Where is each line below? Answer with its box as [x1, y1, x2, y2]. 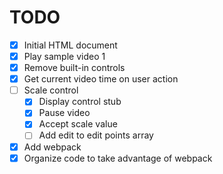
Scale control [23, 84, 79, 96]
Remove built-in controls [23, 62, 126, 74]
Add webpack [23, 141, 82, 153]
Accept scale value [38, 118, 118, 130]
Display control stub [38, 96, 122, 108]
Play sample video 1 [23, 51, 106, 62]
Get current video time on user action [23, 73, 179, 85]
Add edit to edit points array [38, 129, 154, 141]
